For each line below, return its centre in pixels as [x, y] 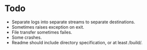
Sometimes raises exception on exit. [48, 27]
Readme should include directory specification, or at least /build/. [77, 42]
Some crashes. [27, 37]
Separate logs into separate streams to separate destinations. [73, 22]
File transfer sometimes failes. [42, 32]
